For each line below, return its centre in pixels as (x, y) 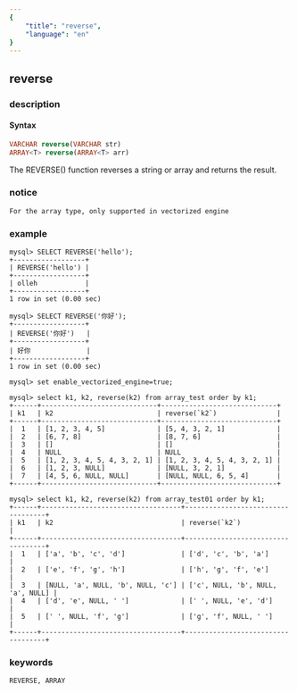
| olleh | (49, 284)
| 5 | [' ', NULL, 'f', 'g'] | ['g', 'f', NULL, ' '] (141, 617)
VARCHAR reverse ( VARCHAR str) (66, 144)
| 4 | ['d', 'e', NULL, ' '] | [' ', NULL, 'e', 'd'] (141, 601)
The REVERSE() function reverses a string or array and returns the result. (143, 170)
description (35, 104)
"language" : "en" (58, 34)
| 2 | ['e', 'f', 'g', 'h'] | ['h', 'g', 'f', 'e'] (139, 570)
